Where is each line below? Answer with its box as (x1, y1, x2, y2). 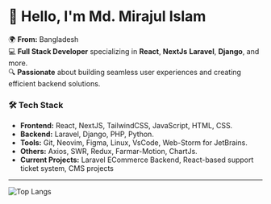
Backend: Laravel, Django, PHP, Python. (19, 129, 155, 139)
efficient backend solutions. (8, 78, 101, 88)
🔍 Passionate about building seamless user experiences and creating (8, 67, 242, 77)
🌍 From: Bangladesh (8, 34, 79, 44)
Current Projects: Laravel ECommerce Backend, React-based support (19, 155, 254, 164)
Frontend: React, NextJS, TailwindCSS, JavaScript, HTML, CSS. (19, 121, 233, 131)
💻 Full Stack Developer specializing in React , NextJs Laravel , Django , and (8, 46, 260, 56)
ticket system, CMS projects (19, 164, 115, 173)
